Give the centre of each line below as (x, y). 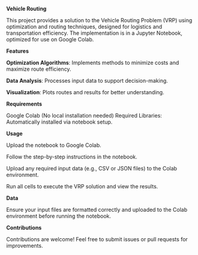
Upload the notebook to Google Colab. (54, 145)
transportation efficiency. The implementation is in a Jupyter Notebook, (94, 33)
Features (17, 51)
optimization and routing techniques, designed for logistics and (84, 27)
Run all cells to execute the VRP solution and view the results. (82, 186)
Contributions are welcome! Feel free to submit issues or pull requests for (97, 239)
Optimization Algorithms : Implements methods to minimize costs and (93, 63)
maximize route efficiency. (39, 69)
